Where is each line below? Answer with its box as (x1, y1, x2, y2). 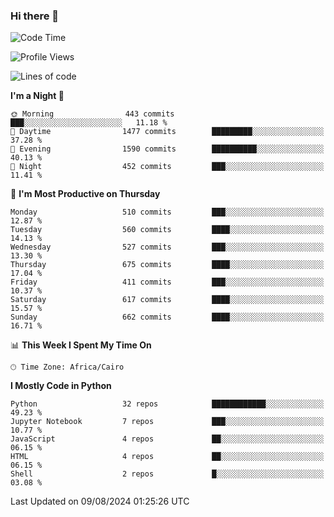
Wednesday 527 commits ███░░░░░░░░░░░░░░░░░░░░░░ (10, 242, 325, 253)
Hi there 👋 (10, 9, 60, 23)
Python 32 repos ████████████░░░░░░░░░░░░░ (10, 399, 325, 409)
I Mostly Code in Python (10, 380, 112, 392)
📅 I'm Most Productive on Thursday (10, 188, 161, 200)
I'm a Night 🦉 (10, 90, 65, 102)
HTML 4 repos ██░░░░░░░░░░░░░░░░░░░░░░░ (10, 452, 325, 462)
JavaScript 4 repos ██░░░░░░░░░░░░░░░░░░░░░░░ (10, 434, 325, 444)
